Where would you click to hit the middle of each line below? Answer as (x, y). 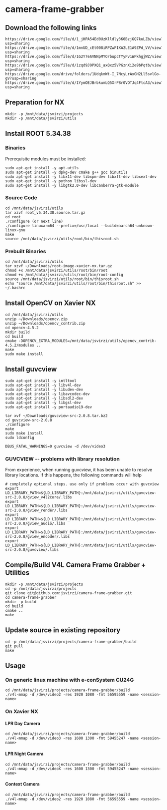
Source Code (21, 198)
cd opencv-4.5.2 (22, 328)
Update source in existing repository (63, 630)
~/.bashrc (15, 288)
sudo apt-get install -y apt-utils (42, 168)
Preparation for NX (35, 103)
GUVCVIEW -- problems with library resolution (63, 459)
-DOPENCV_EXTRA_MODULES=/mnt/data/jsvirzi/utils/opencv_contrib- (87, 341)
